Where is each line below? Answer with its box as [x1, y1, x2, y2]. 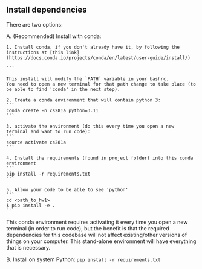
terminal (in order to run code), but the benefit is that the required [6, 224, 169, 232]
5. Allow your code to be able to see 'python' [6, 186, 129, 192]
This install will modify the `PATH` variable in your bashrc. [6, 75, 169, 82]
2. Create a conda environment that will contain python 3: [6, 97, 161, 103]
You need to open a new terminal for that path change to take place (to [6, 81, 197, 87]
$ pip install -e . [6, 202, 56, 209]
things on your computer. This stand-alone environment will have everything [6, 238, 197, 245]
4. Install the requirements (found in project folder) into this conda [6, 155, 194, 161]
